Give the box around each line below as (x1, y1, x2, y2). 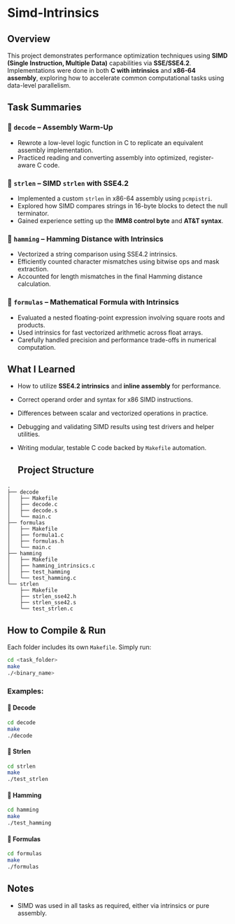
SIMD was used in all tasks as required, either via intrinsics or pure (17, 901, 210, 909)
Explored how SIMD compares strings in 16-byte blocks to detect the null (17, 201, 228, 210)
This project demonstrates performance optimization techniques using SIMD (7, 51, 228, 60)
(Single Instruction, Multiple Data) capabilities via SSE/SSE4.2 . (7, 59, 192, 67)
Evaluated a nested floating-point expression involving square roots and (17, 313, 225, 322)
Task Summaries (7, 102, 82, 114)
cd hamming (7, 806, 39, 814)
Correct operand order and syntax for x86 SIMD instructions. (17, 395, 194, 404)
